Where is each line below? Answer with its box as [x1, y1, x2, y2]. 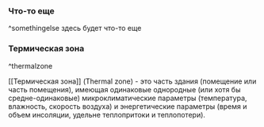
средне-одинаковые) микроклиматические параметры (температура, [8, 93, 247, 103]
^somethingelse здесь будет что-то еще [8, 24, 142, 33]
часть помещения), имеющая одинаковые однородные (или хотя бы [8, 84, 241, 94]
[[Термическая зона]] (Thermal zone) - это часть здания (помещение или [8, 77, 257, 86]
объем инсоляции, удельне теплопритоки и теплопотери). [8, 110, 206, 119]
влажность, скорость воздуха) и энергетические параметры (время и [8, 101, 247, 111]
